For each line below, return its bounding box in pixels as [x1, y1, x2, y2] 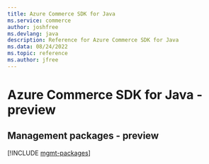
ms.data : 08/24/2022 [7, 43, 69, 50]
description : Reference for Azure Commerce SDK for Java [7, 37, 179, 44]
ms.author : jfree [7, 57, 59, 64]
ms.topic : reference [7, 50, 69, 57]
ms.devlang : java [7, 30, 59, 37]
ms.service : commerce [7, 17, 72, 24]
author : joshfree [7, 23, 59, 30]
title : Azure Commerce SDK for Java [7, 10, 115, 18]
